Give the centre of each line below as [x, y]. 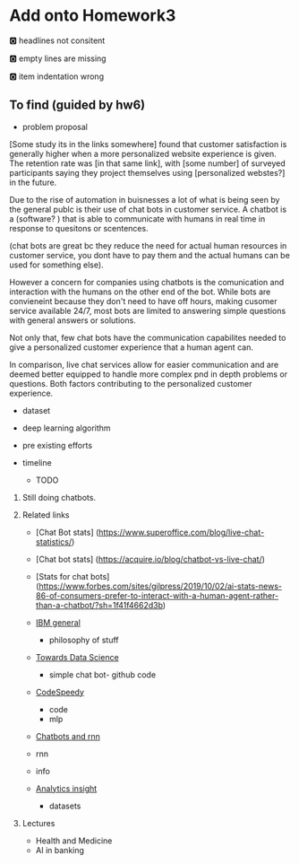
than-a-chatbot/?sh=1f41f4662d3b [99, 605]
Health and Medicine [74, 841]
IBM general [58, 622]
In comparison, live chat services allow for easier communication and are [144, 364]
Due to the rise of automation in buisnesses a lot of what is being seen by [145, 199]
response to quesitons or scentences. [79, 228]
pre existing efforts [57, 445]
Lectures [38, 823]
